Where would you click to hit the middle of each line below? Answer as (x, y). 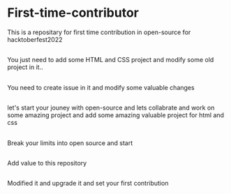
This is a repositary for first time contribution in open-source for (99, 32)
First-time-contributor (73, 13)
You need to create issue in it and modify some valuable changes (101, 87)
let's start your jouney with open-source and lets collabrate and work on (111, 108)
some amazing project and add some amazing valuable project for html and (116, 115)
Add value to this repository (47, 163)
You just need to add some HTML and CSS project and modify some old (111, 60)
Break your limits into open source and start (70, 143)
